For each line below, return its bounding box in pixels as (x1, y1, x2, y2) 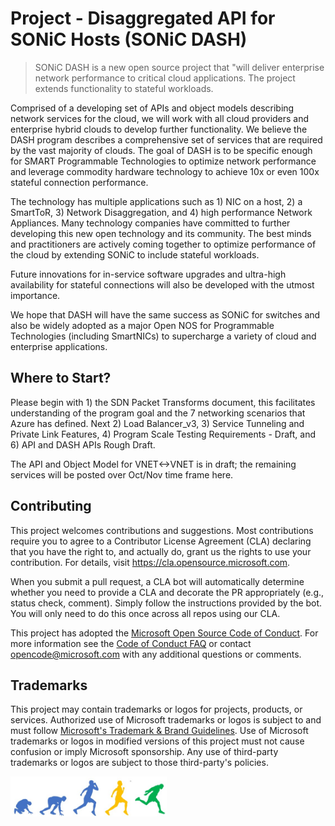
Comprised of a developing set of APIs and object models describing (10, 102, 295, 114)
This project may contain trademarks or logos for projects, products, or (10, 703, 303, 716)
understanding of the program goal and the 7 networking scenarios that (10, 407, 306, 419)
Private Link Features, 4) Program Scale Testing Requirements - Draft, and (10, 428, 316, 440)
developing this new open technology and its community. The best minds (10, 227, 312, 239)
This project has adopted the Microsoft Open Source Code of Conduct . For (10, 627, 319, 639)
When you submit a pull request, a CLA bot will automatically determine (10, 575, 305, 587)
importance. (10, 289, 61, 301)
